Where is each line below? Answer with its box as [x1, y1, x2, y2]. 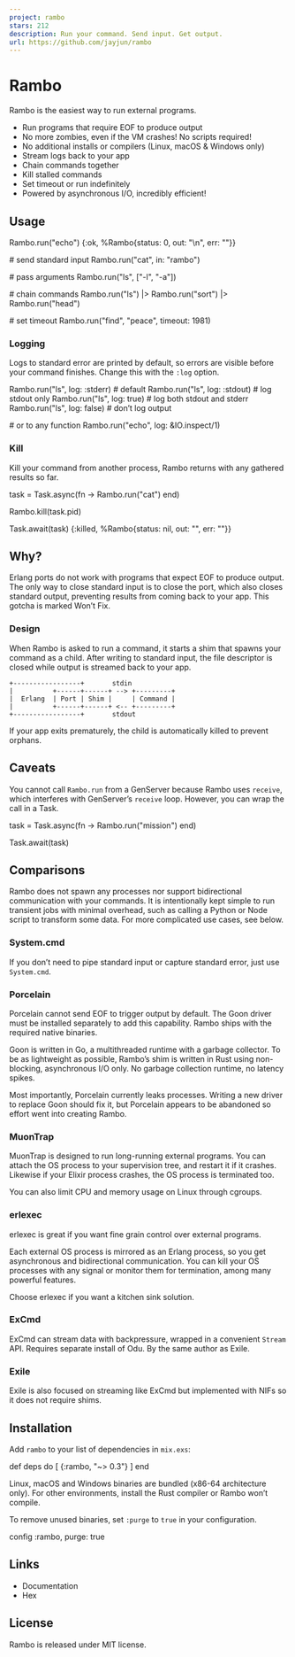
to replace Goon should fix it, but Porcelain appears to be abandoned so [9, 1099, 271, 1110]
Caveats [9, 761, 56, 776]
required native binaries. [9, 1026, 98, 1037]
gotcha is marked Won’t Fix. [9, 600, 111, 611]
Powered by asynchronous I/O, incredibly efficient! [21, 188, 207, 199]
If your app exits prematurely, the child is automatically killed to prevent [9, 725, 269, 736]
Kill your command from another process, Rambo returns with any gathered [9, 462, 284, 473]
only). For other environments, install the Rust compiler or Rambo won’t [9, 1487, 269, 1498]
